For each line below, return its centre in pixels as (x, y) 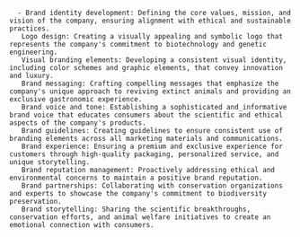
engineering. (34, 52)
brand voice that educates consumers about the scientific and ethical (146, 115)
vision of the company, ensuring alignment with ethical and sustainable (150, 21)
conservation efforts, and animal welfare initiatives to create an (140, 217)
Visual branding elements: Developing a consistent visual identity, (154, 60)
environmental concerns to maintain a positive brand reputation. (136, 178)
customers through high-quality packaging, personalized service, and (144, 154)
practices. (30, 29)
